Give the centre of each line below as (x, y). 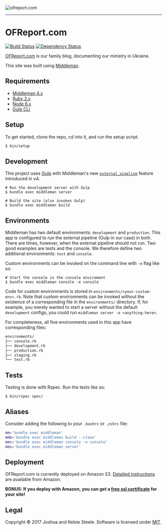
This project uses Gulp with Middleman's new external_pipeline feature (79, 173)
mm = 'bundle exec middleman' (34, 433)
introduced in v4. (23, 179)
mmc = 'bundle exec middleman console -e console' (56, 442)
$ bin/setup (17, 146)
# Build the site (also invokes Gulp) (45, 201)
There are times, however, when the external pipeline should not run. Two (81, 243)
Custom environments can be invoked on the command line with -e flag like (83, 264)
